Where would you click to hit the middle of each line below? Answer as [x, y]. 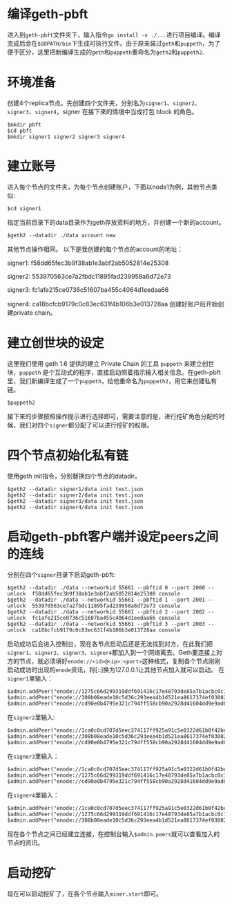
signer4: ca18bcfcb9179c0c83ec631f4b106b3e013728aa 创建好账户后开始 [113, 304]
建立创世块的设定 [56, 343]
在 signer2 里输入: [31, 717]
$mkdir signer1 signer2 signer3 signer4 [66, 137]
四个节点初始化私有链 [68, 455]
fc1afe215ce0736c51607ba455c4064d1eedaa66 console [106, 618]
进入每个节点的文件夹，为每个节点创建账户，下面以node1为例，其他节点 [109, 187]
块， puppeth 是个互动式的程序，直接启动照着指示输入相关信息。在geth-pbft [114, 372]
